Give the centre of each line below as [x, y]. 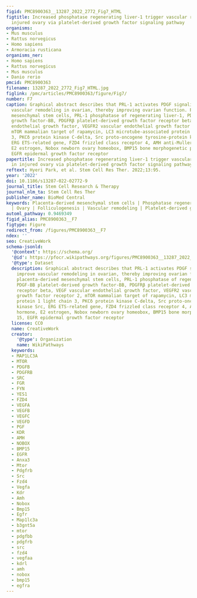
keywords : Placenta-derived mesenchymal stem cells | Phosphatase [89, 203]
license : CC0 [27, 323]
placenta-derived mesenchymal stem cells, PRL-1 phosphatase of [97, 279]
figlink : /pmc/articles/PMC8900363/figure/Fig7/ [67, 93]
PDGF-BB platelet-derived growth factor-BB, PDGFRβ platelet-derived [103, 285]
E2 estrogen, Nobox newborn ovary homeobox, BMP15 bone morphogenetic [99, 148]
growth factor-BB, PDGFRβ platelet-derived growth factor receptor [96, 121]
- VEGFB [21, 410]
